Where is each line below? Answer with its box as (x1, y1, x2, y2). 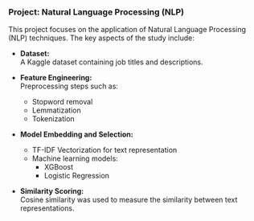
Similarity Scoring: (19, 186, 84, 196)
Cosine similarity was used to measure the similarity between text (19, 195, 238, 205)
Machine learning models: (31, 153, 118, 163)
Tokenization (31, 114, 75, 124)
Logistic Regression (43, 171, 110, 181)
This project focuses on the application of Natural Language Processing (8, 25, 247, 35)
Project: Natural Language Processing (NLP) (8, 6, 185, 18)
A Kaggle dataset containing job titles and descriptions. (19, 57, 203, 67)
